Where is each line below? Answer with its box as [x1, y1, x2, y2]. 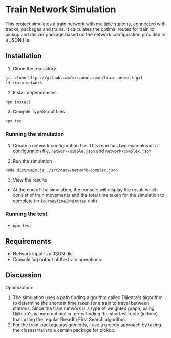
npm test [12, 223, 32, 228]
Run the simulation [12, 157, 52, 164]
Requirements [5, 237, 51, 246]
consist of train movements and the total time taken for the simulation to [12, 192, 165, 198]
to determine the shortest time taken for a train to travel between [12, 300, 149, 306]
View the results [12, 177, 47, 183]
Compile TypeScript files [12, 109, 65, 115]
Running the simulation [5, 131, 65, 138]
